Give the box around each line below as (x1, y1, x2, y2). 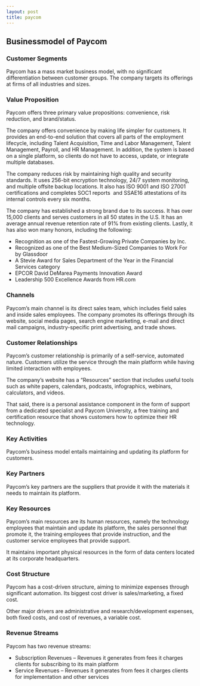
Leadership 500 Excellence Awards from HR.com (14, 276, 136, 283)
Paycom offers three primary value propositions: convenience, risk (6, 109, 170, 117)
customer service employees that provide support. (6, 537, 131, 544)
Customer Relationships (6, 338, 78, 347)
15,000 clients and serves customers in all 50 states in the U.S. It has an (6, 213, 183, 221)
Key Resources (6, 504, 51, 513)
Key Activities (6, 434, 48, 443)
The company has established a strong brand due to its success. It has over (6, 207, 193, 215)
